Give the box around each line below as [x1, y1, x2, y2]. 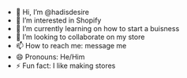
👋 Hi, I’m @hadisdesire [15, 8, 89, 16]
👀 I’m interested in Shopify [15, 16, 102, 25]
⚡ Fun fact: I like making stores [15, 61, 116, 70]
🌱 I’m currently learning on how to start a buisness [15, 24, 180, 33]
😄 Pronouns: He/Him [15, 52, 85, 62]
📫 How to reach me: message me [15, 41, 127, 50]
